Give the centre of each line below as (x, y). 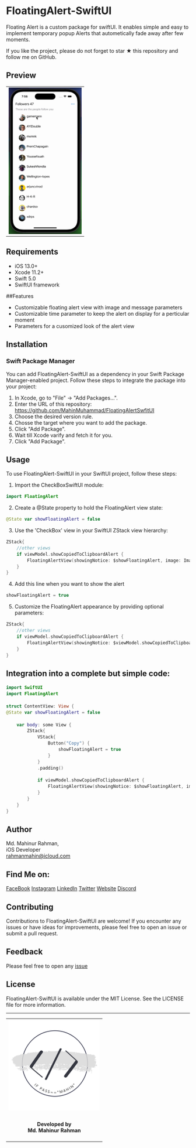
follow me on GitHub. (32, 57)
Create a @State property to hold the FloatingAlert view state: (89, 508)
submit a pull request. (32, 934)
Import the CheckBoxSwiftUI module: (59, 485)
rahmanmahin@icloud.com (38, 856)
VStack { (47, 737)
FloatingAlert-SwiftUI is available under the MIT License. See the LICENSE (95, 998)
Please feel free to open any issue (47, 966)
